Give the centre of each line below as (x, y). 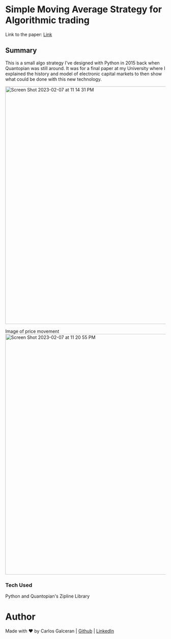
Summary (21, 50)
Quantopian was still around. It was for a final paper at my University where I (85, 68)
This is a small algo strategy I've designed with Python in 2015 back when (83, 63)
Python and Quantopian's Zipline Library (48, 596)
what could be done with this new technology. (53, 79)
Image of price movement (32, 331)
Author (20, 617)
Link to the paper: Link (29, 34)
